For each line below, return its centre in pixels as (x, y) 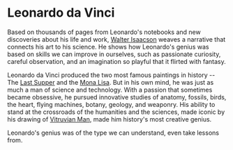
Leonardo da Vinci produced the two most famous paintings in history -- (111, 75)
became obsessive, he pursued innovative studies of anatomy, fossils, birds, (117, 97)
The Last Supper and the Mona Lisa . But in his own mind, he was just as (111, 82)
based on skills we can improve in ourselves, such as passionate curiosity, (114, 54)
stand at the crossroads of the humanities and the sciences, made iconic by (116, 112)
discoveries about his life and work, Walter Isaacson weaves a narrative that (116, 39)
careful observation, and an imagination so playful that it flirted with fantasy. (117, 61)
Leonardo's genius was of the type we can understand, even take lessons (113, 133)
